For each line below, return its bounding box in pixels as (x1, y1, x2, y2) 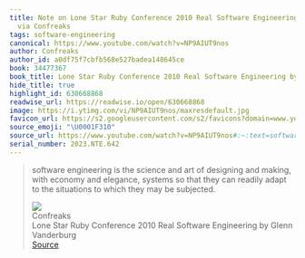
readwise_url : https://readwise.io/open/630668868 (9, 97, 205, 107)
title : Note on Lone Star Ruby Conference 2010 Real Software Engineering (9, 13, 299, 23)
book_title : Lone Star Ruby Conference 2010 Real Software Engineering (9, 72, 286, 81)
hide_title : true (9, 81, 75, 90)
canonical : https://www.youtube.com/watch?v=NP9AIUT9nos (9, 38, 230, 48)
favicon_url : (9, 114, 59, 123)
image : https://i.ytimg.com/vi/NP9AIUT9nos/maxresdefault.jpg (9, 106, 250, 115)
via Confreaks (17, 22, 71, 31)
